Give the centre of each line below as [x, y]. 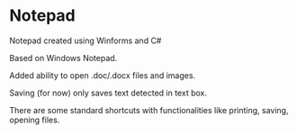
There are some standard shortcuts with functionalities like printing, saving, [149, 110]
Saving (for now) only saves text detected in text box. [108, 93]
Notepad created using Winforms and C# [85, 40]
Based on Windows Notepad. [63, 58]
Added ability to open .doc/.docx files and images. [103, 75]
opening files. [35, 120]
